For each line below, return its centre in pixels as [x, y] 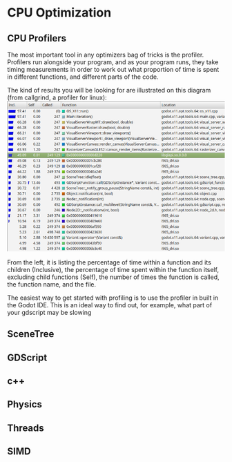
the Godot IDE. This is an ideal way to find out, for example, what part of [110, 305]
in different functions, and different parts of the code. [83, 77]
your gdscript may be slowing [49, 312]
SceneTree [31, 334]
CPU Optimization [59, 13]
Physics [25, 404]
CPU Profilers [37, 38]
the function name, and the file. [52, 284]
